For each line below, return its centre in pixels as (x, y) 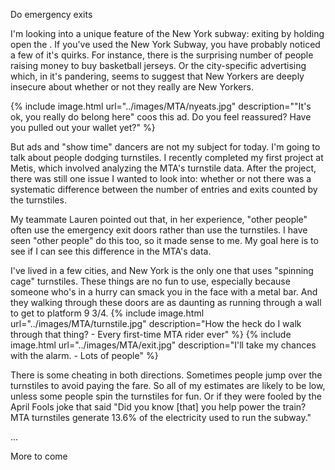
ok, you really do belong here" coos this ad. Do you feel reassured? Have (161, 117)
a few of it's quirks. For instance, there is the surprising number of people (162, 55)
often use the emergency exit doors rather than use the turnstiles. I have (159, 230)
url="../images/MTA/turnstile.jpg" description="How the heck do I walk (156, 323)
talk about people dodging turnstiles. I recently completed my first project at (167, 157)
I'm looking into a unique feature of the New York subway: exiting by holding (167, 33)
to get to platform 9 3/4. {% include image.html (107, 313)
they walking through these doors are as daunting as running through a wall (166, 302)
